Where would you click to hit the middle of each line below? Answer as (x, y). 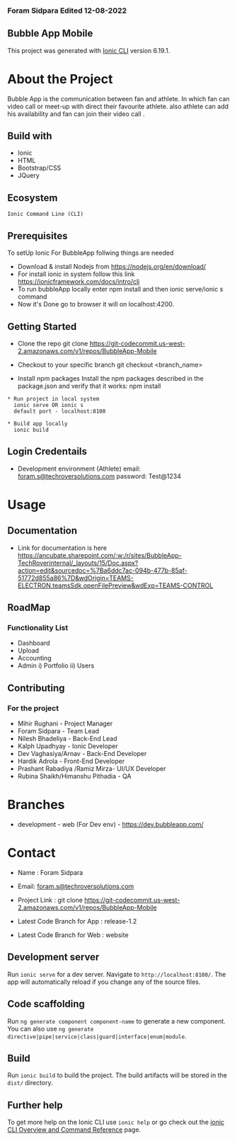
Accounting (34, 658)
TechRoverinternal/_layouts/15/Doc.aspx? (78, 563)
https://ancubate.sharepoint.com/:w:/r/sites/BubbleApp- (99, 555)
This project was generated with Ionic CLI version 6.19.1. (89, 50)
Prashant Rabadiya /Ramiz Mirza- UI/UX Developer (92, 769)
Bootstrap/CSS (39, 168)
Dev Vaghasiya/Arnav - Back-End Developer (82, 754)
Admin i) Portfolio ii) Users (56, 666)
